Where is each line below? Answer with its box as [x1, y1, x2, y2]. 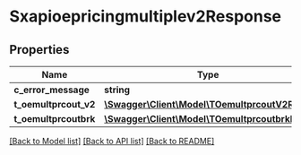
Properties [9, 42, 70, 57]
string [104, 83, 131, 96]
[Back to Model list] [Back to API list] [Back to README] [9, 136, 215, 146]
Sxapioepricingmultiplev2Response [9, 6, 282, 27]
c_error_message [13, 83, 90, 96]
